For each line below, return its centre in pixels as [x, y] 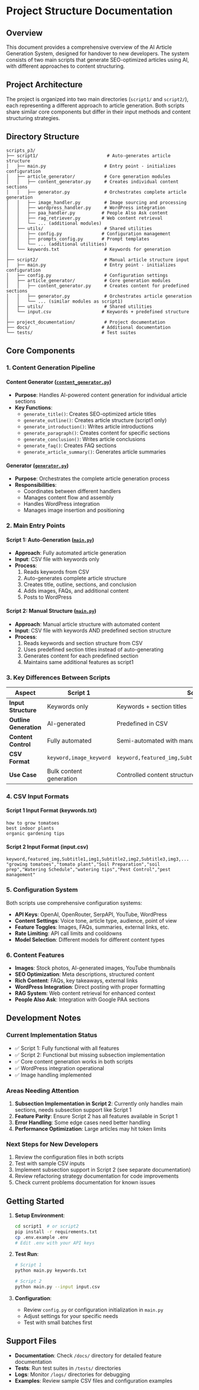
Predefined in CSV [142, 724]
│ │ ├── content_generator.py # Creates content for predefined [98, 286]
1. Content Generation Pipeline [51, 367]
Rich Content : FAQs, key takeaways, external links [76, 980]
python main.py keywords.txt [51, 1271]
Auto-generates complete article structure [75, 578]
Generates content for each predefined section [81, 656]
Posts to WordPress [48, 597]
